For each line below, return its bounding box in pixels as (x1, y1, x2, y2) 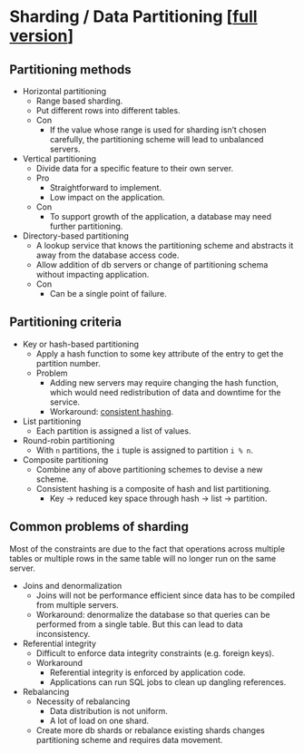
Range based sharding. (35, 95, 123, 106)
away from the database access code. (35, 250, 180, 260)
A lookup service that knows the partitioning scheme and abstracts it (35, 240, 294, 250)
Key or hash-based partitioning (22, 338, 139, 349)
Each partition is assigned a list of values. (35, 425, 191, 436)
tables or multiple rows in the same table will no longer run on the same (9, 553, 277, 563)
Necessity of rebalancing (35, 696, 131, 707)
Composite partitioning (22, 454, 109, 465)
